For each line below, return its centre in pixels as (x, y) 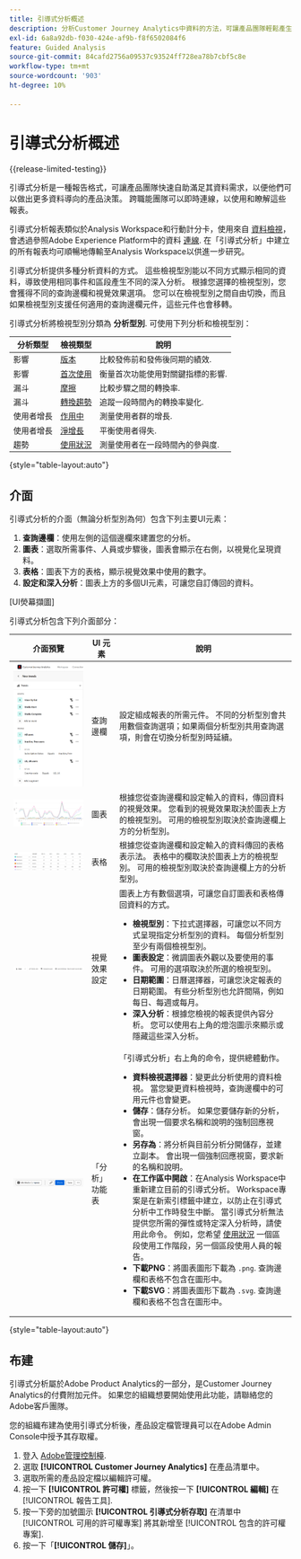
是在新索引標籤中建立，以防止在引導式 (211, 1200)
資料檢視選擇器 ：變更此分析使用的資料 (203, 1076)
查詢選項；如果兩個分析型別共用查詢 (210, 726)
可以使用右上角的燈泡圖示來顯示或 (221, 1024)
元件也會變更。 (168, 1099)
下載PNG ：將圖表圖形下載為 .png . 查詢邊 (207, 1268)
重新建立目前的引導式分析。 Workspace (206, 1189)
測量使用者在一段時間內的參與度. (159, 444)
